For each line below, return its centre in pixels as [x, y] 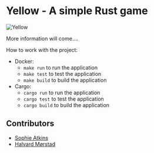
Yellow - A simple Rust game [77, 11]
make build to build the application [65, 80]
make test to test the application [62, 74]
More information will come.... [42, 38]
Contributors [30, 124]
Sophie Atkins [31, 138]
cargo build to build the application [66, 105]
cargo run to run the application [62, 92]
